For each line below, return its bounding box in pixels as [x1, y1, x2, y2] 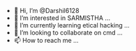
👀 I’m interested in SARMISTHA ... [13, 14, 110, 22]
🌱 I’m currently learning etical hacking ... [13, 21, 130, 29]
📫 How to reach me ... [13, 37, 79, 44]
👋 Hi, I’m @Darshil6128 [13, 7, 80, 14]
